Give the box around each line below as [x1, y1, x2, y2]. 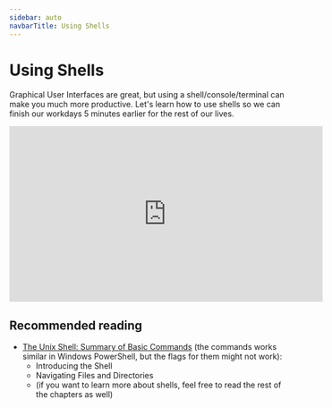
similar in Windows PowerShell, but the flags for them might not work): [21, 351, 283, 362]
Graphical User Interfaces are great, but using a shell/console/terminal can [9, 89, 285, 100]
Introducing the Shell [35, 361, 113, 371]
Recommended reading [9, 318, 143, 333]
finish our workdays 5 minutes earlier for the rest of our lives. [9, 108, 234, 119]
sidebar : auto [9, 13, 63, 22]
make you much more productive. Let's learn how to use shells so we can [9, 99, 280, 110]
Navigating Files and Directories [35, 370, 154, 381]
